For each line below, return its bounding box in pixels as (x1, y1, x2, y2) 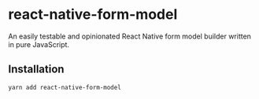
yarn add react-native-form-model (8, 83, 122, 91)
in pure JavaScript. (8, 39, 69, 49)
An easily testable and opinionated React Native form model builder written (8, 31, 252, 41)
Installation (8, 63, 65, 76)
